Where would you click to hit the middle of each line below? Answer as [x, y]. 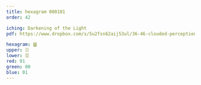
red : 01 [16, 61]
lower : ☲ [18, 56]
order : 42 [19, 17]
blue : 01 [17, 72]
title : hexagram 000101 [36, 12]
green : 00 [19, 66]
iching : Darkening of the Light [46, 28]
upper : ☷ [18, 50]
